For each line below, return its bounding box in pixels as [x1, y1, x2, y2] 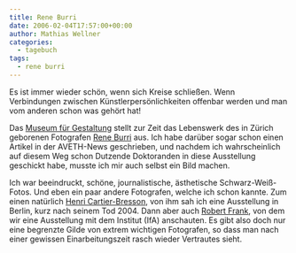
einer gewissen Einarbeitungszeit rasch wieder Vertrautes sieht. [9, 234, 242, 244]
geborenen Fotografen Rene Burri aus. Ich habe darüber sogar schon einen [9, 132, 284, 142]
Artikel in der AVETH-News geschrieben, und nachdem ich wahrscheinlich [9, 141, 281, 151]
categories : [9, 37, 53, 47]
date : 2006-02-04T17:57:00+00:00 [9, 21, 133, 30]
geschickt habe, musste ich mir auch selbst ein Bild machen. [9, 160, 230, 171]
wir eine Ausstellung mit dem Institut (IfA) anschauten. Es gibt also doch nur [9, 214, 286, 226]
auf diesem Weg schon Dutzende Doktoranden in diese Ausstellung [9, 150, 256, 161]
